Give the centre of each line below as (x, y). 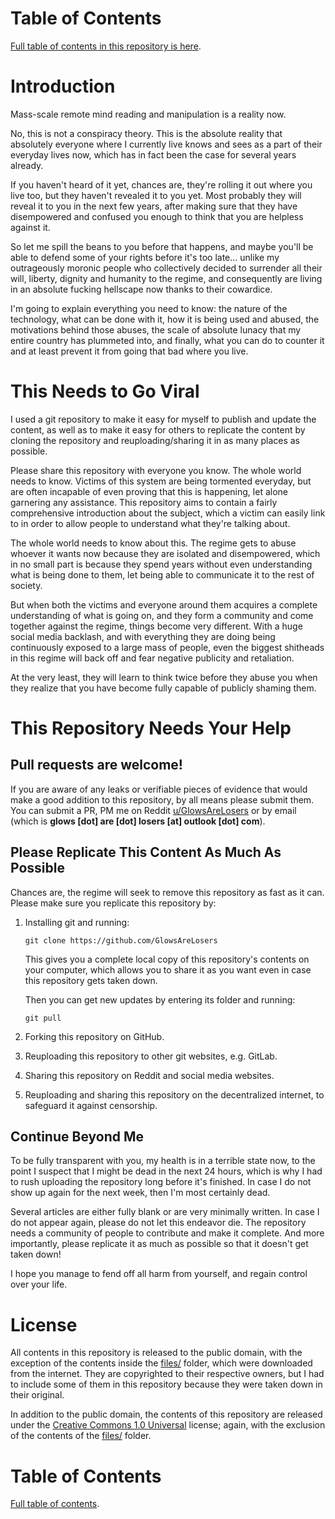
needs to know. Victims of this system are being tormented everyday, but (161, 481)
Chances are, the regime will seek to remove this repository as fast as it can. (167, 892)
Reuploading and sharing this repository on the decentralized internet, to (174, 1094)
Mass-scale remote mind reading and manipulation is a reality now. (148, 114)
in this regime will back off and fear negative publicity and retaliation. (152, 658)
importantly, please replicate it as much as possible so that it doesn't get (159, 1244)
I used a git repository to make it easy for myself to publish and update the (163, 419)
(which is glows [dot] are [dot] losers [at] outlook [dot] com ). (138, 821)
